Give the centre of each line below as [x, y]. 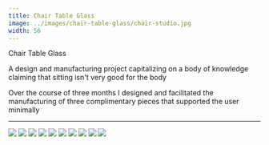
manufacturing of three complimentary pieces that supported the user [124, 102]
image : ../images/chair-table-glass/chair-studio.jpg [100, 23]
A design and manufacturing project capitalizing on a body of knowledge [128, 69]
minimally [24, 110]
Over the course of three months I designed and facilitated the [111, 93]
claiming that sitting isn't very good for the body [87, 78]
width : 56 [25, 30]
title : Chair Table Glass [51, 16]
